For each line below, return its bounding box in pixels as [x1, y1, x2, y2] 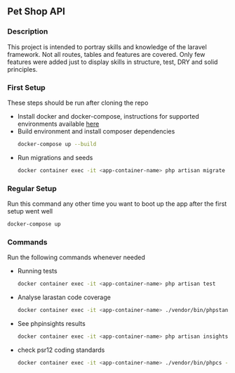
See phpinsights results [17, 319, 86, 327]
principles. [7, 65, 38, 73]
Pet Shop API [7, 6, 65, 18]
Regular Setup [7, 183, 58, 193]
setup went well [7, 207, 53, 216]
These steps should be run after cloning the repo [7, 98, 149, 107]
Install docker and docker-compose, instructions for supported [17, 112, 199, 120]
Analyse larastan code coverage [17, 293, 111, 301]
